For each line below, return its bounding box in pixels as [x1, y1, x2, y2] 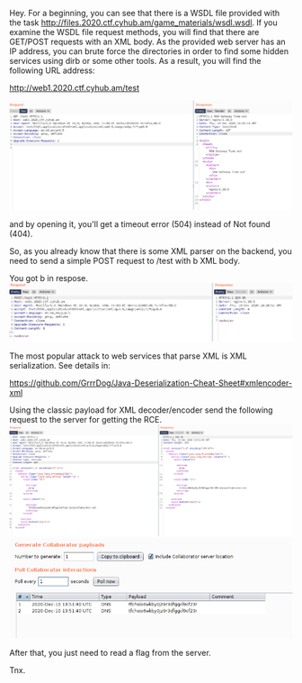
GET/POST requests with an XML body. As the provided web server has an [9, 36, 286, 47]
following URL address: [9, 65, 96, 76]
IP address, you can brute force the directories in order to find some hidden [9, 46, 289, 57]
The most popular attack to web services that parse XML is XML [9, 351, 247, 361]
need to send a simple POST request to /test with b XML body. [9, 256, 241, 267]
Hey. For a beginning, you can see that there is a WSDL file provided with [9, 8, 280, 18]
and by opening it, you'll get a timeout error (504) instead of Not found [9, 219, 271, 230]
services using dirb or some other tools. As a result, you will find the [9, 56, 262, 66]
